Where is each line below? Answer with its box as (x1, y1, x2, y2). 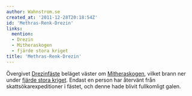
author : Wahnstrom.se (6, 8, 61, 15)
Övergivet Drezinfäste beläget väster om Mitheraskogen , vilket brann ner (6, 70, 186, 77)
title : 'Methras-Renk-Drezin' (6, 53, 82, 59)
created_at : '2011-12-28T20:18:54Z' (6, 14, 98, 20)
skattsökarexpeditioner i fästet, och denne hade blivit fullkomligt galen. (6, 82, 181, 90)
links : (6, 25, 23, 32)
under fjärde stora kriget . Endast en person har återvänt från (6, 76, 156, 83)
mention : (11, 31, 34, 37)
